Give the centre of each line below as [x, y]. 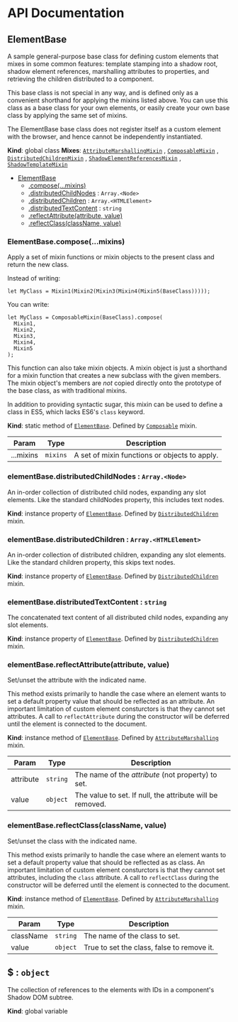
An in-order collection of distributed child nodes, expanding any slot [107, 492]
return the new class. [38, 265]
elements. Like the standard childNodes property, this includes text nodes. [116, 499]
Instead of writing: [34, 278]
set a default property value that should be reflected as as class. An [106, 862]
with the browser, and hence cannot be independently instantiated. [105, 137]
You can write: [28, 305]
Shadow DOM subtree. [40, 997]
